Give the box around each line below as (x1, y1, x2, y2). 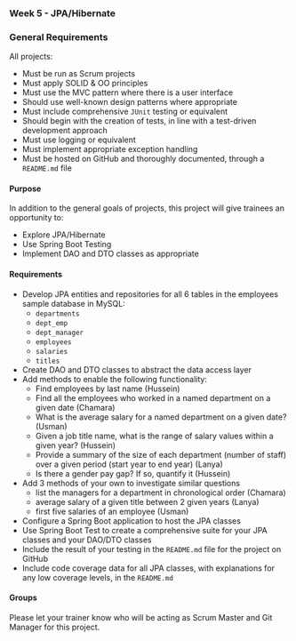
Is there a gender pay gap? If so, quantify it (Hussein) (35, 468, 231, 478)
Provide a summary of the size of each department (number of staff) (35, 449, 287, 460)
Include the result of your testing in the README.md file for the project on (21, 543, 282, 554)
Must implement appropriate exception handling (21, 144, 198, 155)
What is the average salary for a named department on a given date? (35, 412, 287, 422)
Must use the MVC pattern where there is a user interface (21, 87, 234, 98)
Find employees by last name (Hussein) (35, 383, 180, 394)
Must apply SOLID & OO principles (21, 78, 148, 89)
